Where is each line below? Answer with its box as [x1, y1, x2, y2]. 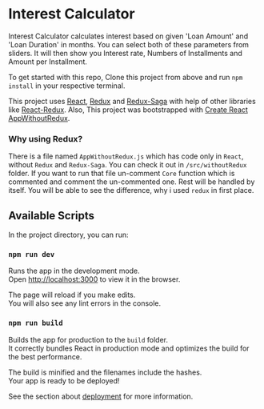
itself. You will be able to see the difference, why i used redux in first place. [8, 186, 254, 195]
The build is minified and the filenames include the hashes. [8, 367, 202, 377]
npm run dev [8, 250, 55, 259]
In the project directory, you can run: [8, 230, 129, 240]
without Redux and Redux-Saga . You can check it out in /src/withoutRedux [8, 160, 247, 170]
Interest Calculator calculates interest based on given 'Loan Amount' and [8, 31, 249, 41]
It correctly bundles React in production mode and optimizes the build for [8, 343, 250, 353]
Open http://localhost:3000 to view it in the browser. [8, 275, 181, 284]
